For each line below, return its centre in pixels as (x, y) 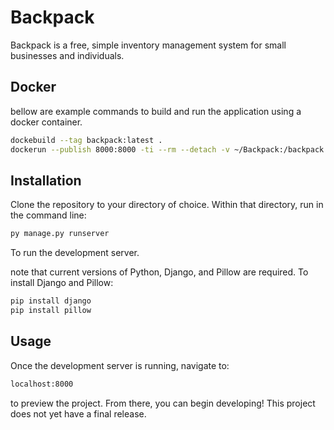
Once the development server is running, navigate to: (120, 365)
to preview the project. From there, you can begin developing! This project (163, 403)
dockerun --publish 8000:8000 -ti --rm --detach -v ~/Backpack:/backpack (167, 149)
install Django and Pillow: (62, 283)
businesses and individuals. (67, 55)
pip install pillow (51, 311)
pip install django (51, 301)
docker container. (46, 122)
